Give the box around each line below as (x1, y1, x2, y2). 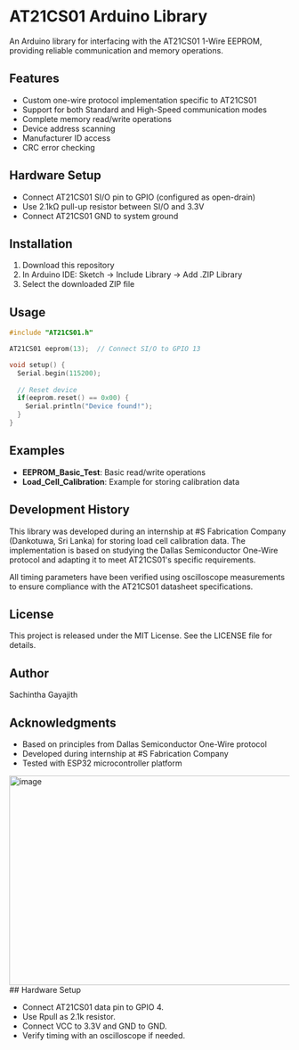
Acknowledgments (9, 715, 117, 730)
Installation (9, 236, 73, 251)
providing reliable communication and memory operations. (9, 45, 224, 55)
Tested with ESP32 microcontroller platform (21, 758, 182, 768)
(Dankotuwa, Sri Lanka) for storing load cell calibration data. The (9, 535, 246, 546)
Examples (9, 443, 65, 458)
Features (9, 71, 60, 86)
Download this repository (21, 260, 115, 271)
